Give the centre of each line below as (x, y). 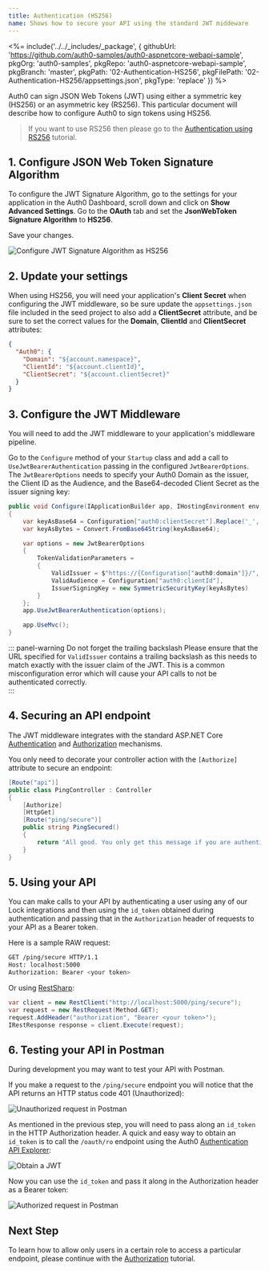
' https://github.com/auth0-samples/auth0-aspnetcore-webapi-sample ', (126, 55)
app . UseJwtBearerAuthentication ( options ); (94, 611)
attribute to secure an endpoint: (60, 767)
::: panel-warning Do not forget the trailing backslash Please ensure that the (133, 648)
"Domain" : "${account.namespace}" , (82, 359)
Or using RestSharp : (41, 987)
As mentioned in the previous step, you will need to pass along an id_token (132, 1125)
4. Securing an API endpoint (79, 716)
